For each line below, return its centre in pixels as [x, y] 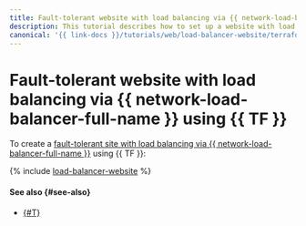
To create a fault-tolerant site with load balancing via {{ [113, 144]
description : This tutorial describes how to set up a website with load [153, 26]
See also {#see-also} [50, 191]
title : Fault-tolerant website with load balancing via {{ [124, 18]
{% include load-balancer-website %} [81, 171]
